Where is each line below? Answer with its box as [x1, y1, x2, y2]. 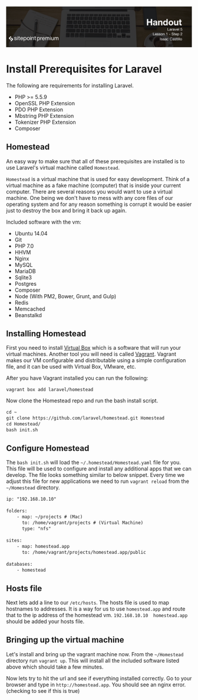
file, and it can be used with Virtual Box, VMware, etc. [6, 363, 137, 370]
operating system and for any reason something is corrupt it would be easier [6, 201, 192, 208]
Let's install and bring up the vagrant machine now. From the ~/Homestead [6, 650, 184, 657]
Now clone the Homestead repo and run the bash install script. [6, 397, 159, 404]
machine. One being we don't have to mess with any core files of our [6, 194, 173, 201]
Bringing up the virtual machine [6, 635, 125, 645]
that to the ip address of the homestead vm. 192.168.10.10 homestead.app [6, 611, 188, 618]
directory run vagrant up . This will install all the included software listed [6, 657, 180, 664]
